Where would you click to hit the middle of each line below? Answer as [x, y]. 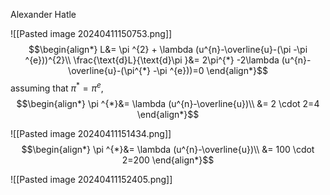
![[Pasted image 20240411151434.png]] [91, 133]
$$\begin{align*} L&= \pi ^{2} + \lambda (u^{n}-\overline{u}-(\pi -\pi [168, 49]
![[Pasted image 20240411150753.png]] [91, 33]
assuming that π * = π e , [57, 87]
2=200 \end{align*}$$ [168, 160]
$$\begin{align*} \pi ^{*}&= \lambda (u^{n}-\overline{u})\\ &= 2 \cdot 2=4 [168, 103]
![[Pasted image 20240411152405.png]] [91, 179]
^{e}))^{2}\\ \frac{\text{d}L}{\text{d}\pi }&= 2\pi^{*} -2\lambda [152, 60]
